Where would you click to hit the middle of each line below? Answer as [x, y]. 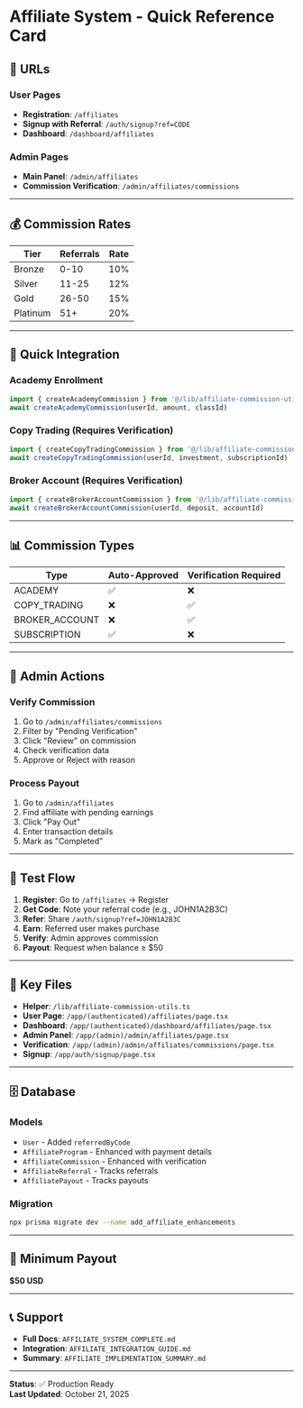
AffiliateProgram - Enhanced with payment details [117, 1151]
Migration [31, 1203]
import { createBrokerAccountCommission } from [101, 499]
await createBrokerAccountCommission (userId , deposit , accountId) [137, 508]
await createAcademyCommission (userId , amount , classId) [119, 408]
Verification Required [234, 575]
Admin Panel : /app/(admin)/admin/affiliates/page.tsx [126, 1035]
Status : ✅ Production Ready [62, 1384]
